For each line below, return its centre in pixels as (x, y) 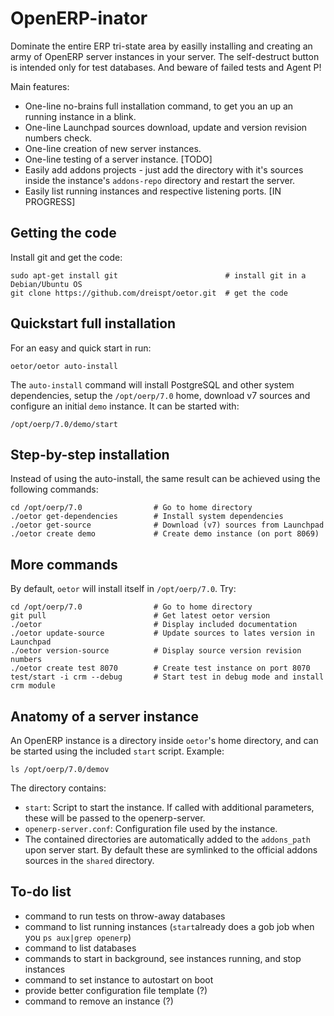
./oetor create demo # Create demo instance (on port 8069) (165, 534)
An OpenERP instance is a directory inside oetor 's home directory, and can (164, 740)
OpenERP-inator (79, 18)
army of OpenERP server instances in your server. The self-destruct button (165, 56)
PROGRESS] (50, 201)
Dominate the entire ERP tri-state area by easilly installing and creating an (161, 46)
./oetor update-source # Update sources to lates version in (162, 633)
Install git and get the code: (66, 257)
